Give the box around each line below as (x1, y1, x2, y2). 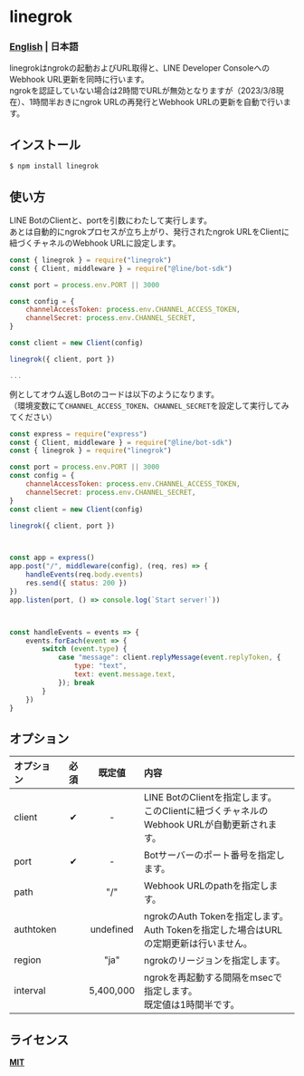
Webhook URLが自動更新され (143, 819, 269, 831)
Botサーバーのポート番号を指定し (143, 849, 285, 862)
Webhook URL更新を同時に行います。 (9, 74, 149, 85)
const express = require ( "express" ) (9, 429, 147, 439)
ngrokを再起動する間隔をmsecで (143, 972, 283, 984)
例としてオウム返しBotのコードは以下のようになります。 (9, 388, 220, 400)
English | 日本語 (9, 41, 79, 53)
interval (14, 984, 46, 997)
